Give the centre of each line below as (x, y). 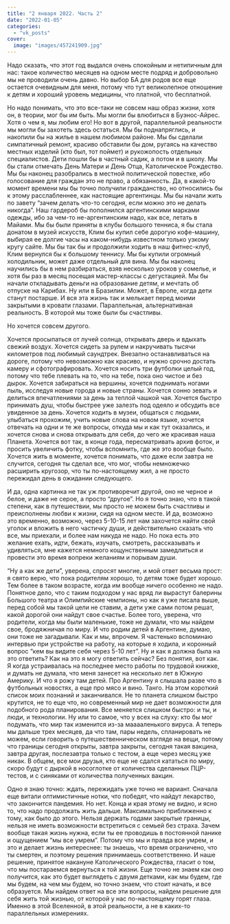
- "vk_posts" (32, 33)
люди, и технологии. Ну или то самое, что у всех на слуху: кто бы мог (110, 717)
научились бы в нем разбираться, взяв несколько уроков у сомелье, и (112, 269)
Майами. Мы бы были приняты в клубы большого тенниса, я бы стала (110, 225)
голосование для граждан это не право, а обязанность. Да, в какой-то (111, 181)
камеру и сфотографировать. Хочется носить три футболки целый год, (111, 368)
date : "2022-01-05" (35, 20)
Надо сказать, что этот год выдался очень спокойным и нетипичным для (115, 65)
